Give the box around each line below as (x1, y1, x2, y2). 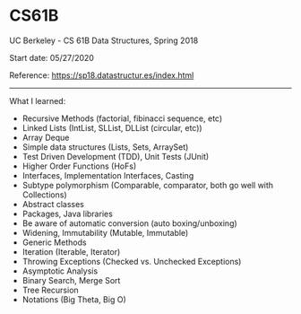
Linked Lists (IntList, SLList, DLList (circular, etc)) (21, 122, 203, 133)
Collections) (21, 189, 67, 200)
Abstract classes (21, 198, 85, 209)
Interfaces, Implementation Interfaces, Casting (21, 170, 194, 180)
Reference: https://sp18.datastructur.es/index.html (9, 69, 194, 81)
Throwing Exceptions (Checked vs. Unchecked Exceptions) (21, 256, 242, 266)
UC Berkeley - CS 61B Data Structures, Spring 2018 (9, 35, 199, 46)
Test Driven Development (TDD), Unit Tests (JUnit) (21, 151, 210, 161)
